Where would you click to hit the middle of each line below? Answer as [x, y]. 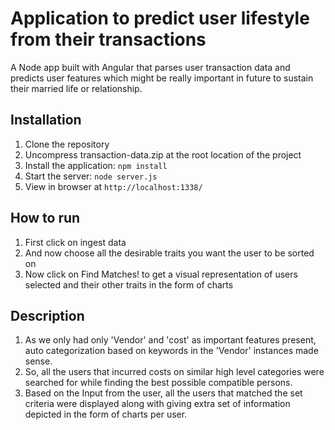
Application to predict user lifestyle [160, 18]
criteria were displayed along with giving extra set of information [157, 404]
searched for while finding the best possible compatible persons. [158, 383]
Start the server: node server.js [91, 176]
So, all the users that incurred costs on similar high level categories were [174, 372]
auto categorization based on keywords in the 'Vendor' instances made [171, 351]
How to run [45, 218]
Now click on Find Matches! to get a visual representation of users [161, 274]
